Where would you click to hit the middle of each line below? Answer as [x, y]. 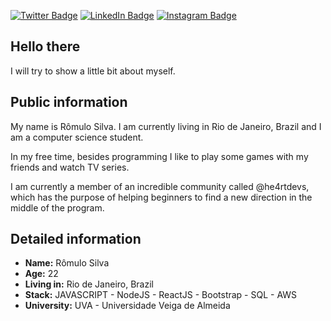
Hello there [45, 46]
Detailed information [76, 239]
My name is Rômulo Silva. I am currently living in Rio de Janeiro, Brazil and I [166, 126]
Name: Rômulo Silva [67, 263]
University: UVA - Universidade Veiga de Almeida [127, 306]
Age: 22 [41, 274]
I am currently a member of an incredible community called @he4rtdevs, [160, 186]
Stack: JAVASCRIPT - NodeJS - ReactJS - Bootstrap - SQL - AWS [161, 295]
